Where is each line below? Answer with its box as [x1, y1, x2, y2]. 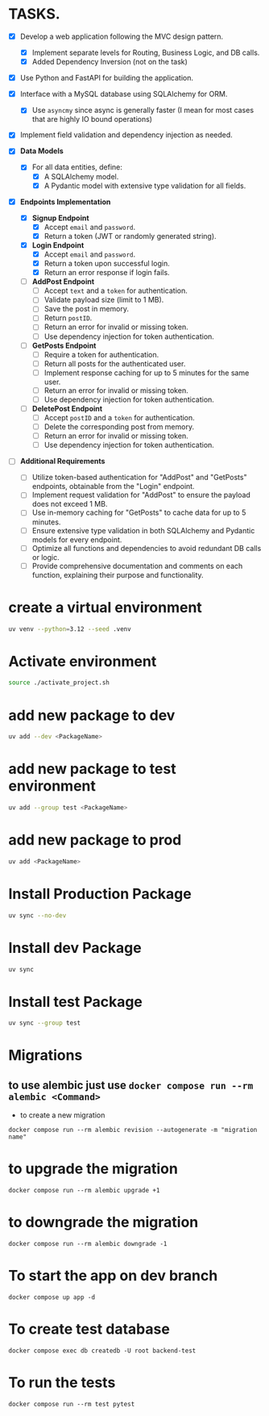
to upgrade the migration [8, 1159, 179, 1178]
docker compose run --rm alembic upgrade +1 [8, 1187, 160, 1195]
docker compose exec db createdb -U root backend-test [8, 1347, 197, 1355]
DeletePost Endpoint [31, 403, 103, 413]
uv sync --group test [8, 1019, 81, 1027]
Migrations [8, 1046, 83, 1065]
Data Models [19, 146, 64, 156]
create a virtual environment [8, 598, 203, 616]
